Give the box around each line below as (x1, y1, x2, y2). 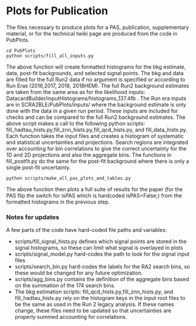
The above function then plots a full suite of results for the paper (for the (6, 185, 183, 193)
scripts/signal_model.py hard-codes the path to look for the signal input (14, 250, 189, 258)
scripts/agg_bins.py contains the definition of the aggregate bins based (14, 276, 189, 283)
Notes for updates (6, 213, 59, 221)
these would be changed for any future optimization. (14, 269, 143, 276)
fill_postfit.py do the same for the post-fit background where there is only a (6, 157, 189, 164)
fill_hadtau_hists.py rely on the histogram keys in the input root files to (14, 295, 185, 302)
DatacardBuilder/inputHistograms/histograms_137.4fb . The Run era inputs (6, 95, 187, 102)
